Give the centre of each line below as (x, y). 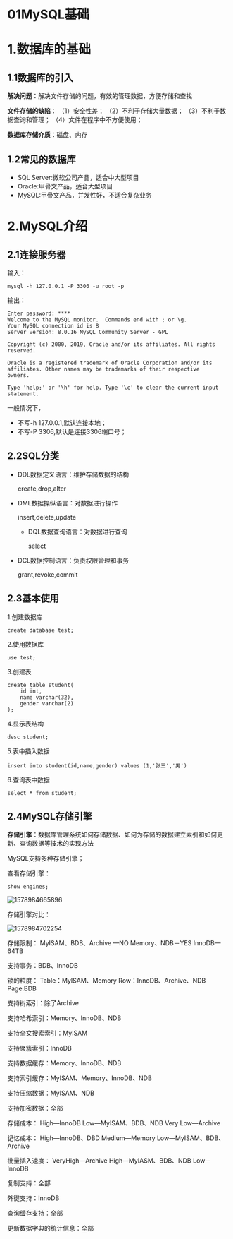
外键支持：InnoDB (33, 1198)
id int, (31, 691)
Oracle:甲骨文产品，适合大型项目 (65, 186)
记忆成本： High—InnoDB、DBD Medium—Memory (81, 1138)
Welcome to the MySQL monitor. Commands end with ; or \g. (97, 320)
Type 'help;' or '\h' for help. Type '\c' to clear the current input (113, 388)
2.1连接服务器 (37, 255)
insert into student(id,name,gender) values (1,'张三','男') (97, 766)
